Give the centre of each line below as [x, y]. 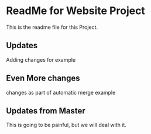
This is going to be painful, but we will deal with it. [66, 125]
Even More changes [43, 78]
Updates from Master [46, 111]
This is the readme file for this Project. [52, 27]
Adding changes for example [41, 59]
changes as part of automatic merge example [61, 92]
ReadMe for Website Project [75, 11]
